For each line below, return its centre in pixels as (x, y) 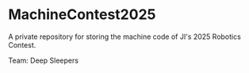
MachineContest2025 (82, 15)
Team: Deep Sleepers (44, 60)
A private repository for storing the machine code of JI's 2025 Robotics (125, 36)
